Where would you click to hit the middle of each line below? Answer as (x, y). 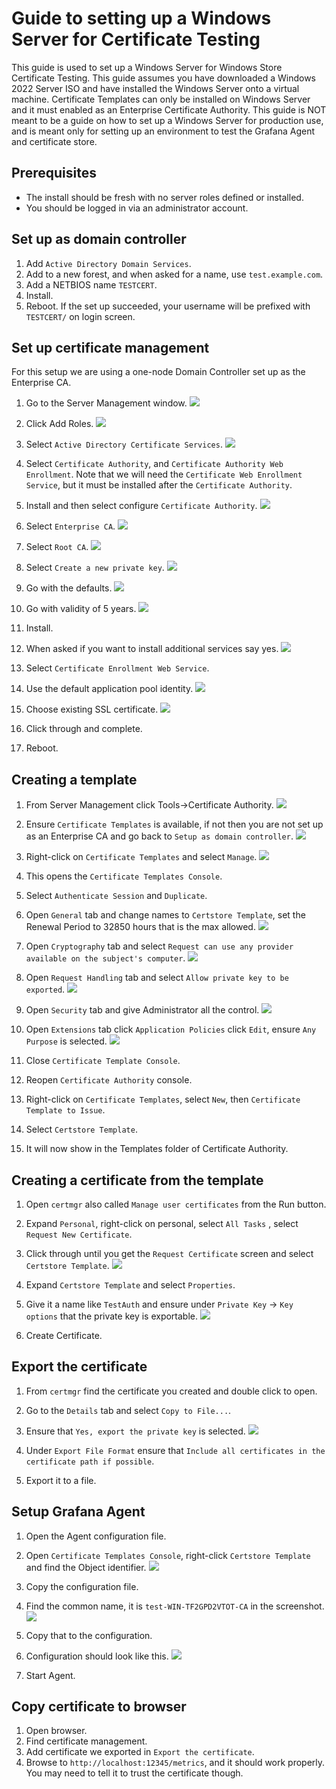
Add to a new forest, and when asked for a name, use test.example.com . (174, 274)
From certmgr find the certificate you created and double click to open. (171, 1391)
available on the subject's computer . (105, 958)
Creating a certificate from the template (137, 1180)
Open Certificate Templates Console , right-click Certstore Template (168, 1555)
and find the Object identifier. (86, 1567)
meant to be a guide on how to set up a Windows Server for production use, (167, 120)
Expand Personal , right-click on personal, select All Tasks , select (162, 1223)
